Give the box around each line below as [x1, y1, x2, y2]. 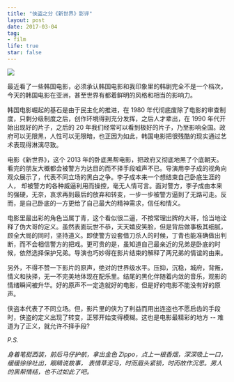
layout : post [7, 17, 45, 24]
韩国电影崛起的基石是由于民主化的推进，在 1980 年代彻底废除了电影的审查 [7, 105, 220, 114]
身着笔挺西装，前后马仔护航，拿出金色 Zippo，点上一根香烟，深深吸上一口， [7, 350, 227, 358]
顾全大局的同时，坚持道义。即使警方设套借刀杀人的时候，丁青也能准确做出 [7, 231, 221, 239]
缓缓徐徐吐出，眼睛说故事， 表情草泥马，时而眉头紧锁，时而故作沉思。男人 [7, 358, 223, 367]
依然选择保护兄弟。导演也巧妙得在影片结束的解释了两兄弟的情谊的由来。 [19, 248, 227, 257]
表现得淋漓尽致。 [13, 140, 63, 148]
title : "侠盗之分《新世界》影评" [7, 10, 93, 17]
